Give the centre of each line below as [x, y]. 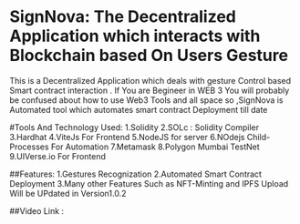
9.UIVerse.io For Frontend [58, 156]
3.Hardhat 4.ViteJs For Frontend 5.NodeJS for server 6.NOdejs [127, 137]
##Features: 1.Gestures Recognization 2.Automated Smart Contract [136, 174]
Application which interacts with [135, 36]
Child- [259, 137]
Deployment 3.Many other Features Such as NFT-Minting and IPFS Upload [149, 183]
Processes [29, 147]
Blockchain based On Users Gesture [149, 56]
